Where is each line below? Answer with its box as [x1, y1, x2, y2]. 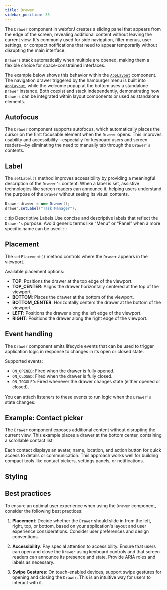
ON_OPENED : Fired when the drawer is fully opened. [12, 368, 115, 374]
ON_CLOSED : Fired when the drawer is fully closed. [12, 373, 113, 379]
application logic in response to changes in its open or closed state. [5, 348, 144, 354]
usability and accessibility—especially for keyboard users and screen [5, 137, 148, 143]
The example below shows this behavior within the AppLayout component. [5, 72, 157, 78]
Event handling [5, 330, 53, 338]
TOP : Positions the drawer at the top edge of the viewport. [12, 278, 133, 284]
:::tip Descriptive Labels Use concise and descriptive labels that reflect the [5, 215, 158, 221]
